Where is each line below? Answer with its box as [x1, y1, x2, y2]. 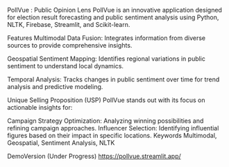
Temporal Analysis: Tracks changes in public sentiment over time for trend [7, 75, 220, 83]
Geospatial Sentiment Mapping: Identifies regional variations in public [7, 55, 206, 63]
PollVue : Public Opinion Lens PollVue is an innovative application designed [7, 6, 222, 14]
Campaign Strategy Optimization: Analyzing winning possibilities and [7, 117, 204, 125]
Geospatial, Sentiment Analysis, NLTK [7, 139, 115, 147]
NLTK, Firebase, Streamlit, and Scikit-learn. [7, 21, 130, 28]
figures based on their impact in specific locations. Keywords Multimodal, [7, 131, 217, 139]
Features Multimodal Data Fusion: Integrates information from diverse [7, 34, 206, 42]
